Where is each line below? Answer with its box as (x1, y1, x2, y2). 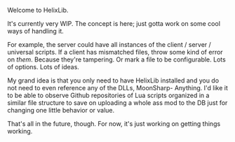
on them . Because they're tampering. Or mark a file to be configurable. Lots (7, 55, 226, 64)
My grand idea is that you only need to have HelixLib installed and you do (7, 76, 220, 85)
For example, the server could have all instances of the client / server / (7, 41, 212, 48)
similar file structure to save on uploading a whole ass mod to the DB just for (7, 99, 228, 107)
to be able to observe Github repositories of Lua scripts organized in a (7, 91, 210, 99)
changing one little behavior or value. (7, 106, 115, 114)
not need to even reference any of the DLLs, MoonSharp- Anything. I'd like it (7, 84, 228, 92)
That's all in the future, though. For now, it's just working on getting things (7, 120, 221, 128)
